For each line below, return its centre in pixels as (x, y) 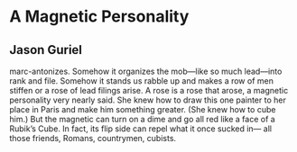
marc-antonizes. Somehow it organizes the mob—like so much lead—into (146, 71)
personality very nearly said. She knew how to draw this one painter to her (148, 100)
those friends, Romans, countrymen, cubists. (93, 138)
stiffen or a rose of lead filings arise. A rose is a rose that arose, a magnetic (149, 90)
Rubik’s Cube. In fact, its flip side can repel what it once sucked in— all (141, 129)
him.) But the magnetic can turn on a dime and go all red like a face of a (142, 119)
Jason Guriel (46, 50)
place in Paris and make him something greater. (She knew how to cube (143, 109)
